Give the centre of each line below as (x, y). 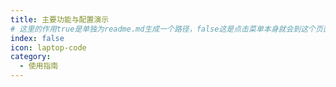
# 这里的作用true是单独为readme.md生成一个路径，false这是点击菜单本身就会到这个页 (166, 29)
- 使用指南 (39, 66)
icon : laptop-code (48, 47)
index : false (37, 38)
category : (31, 57)
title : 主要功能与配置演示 (60, 19)
